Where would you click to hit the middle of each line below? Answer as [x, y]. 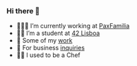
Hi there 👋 [23, 11]
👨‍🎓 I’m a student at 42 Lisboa [58, 33]
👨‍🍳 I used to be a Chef [48, 55]
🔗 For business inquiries [51, 48]
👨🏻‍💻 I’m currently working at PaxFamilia [73, 26]
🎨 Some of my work [44, 41]
